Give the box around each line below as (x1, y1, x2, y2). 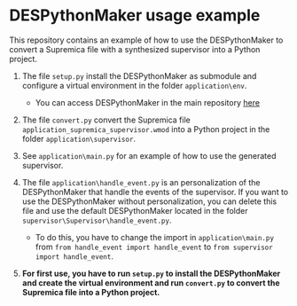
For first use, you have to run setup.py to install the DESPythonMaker (21, 268, 281, 279)
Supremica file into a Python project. (21, 286, 160, 297)
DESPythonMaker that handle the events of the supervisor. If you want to (21, 186, 289, 197)
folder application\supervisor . (21, 133, 136, 144)
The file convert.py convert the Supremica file (21, 114, 191, 125)
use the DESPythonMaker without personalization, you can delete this (21, 196, 277, 207)
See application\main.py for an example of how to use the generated (21, 150, 277, 161)
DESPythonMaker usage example (9, 5, 261, 26)
